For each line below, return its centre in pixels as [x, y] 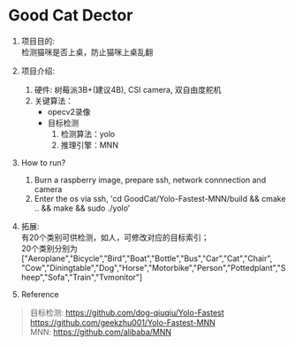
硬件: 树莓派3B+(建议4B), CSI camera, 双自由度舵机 [128, 89]
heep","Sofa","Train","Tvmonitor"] [82, 277]
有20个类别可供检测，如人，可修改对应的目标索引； [115, 237]
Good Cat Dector [71, 15]
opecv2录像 [69, 111]
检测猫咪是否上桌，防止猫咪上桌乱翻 [87, 52]
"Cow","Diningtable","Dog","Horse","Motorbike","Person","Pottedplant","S [153, 267]
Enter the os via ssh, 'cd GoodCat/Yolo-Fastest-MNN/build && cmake [160, 198]
